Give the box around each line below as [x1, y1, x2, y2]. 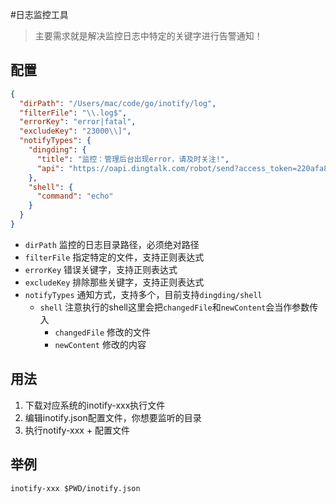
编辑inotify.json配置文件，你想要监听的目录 [24, 411, 202, 423]
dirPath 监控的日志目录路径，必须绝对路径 [24, 238, 200, 250]
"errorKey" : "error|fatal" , [19, 117, 137, 127]
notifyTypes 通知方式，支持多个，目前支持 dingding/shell [24, 288, 263, 300]
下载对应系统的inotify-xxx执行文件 [24, 399, 166, 411]
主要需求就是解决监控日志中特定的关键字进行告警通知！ [34, 30, 263, 42]
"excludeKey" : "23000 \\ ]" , [19, 126, 132, 137]
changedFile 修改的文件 [54, 326, 152, 338]
